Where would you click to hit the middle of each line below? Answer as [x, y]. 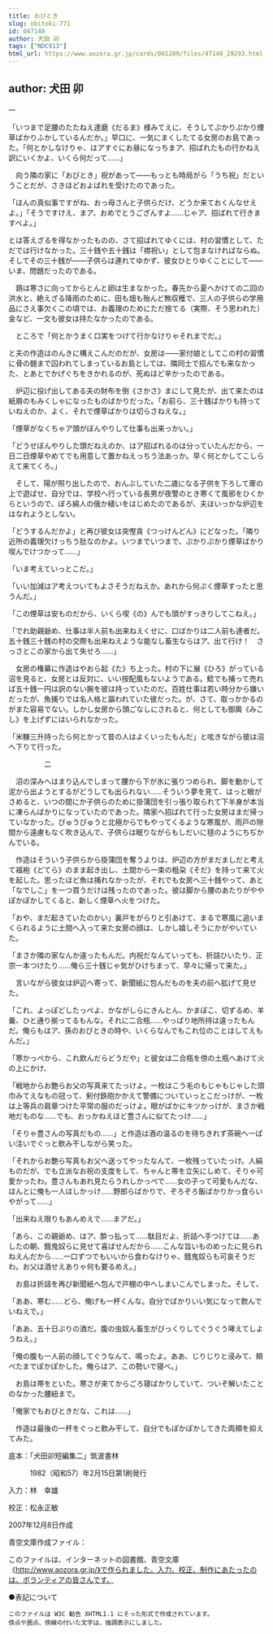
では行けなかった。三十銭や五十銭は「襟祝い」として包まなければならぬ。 [140, 250]
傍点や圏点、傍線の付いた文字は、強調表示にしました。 [87, 1623]
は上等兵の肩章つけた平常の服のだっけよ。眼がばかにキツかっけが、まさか [133, 1105]
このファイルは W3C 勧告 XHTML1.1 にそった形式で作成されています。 [111, 1614]
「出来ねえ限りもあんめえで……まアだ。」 [77, 1218]
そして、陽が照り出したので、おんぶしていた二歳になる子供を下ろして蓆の [139, 483]
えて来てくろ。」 [35, 465]
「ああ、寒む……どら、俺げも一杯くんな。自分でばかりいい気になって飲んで [135, 1301]
